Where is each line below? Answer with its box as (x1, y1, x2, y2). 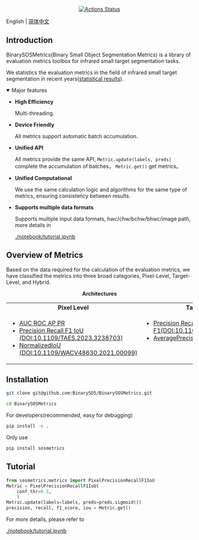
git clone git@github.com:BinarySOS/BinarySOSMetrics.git (6, 390, 152, 397)
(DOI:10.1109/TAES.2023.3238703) (19, 334, 123, 342)
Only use (6, 434, 28, 441)
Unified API (14, 144, 43, 151)
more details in (14, 221, 52, 228)
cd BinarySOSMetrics (6, 401, 57, 407)
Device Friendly (14, 121, 54, 128)
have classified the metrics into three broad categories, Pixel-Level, (6, 272, 171, 279)
